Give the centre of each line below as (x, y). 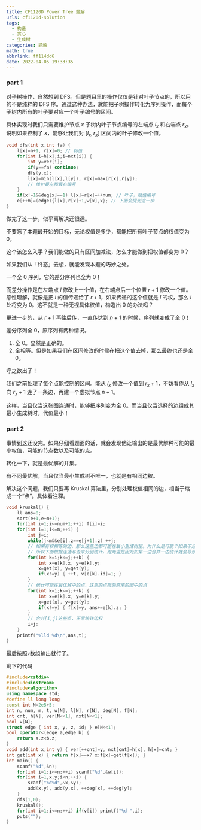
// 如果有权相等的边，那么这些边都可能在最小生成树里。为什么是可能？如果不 (109, 546)
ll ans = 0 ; (29, 513)
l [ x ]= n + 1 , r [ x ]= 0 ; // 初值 (50, 151)
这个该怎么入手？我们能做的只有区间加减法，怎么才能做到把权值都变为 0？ (98, 252)
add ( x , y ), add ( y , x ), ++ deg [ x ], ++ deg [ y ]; (80, 789)
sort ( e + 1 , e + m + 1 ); (39, 519)
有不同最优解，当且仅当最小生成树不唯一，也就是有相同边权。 (82, 475)
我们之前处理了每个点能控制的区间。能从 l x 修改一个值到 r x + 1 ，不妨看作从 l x (100, 384)
